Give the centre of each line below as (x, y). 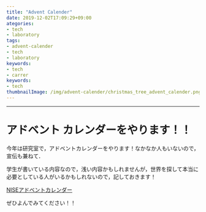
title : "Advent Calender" (39, 12)
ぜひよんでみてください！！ (41, 203)
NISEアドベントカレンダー (39, 190)
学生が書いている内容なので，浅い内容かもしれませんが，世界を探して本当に (103, 169)
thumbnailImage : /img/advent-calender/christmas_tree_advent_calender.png (104, 92)
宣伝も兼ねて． (25, 156)
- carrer (17, 75)
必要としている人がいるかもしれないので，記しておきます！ (81, 176)
